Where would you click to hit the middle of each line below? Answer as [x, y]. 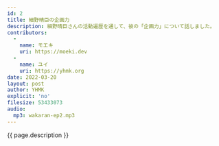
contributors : [27, 33]
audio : [16, 109]
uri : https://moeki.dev [54, 52]
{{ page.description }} [38, 135]
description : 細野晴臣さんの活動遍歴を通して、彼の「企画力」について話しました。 [111, 26]
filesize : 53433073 [35, 103]
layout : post [26, 84]
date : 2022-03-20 [32, 77]
